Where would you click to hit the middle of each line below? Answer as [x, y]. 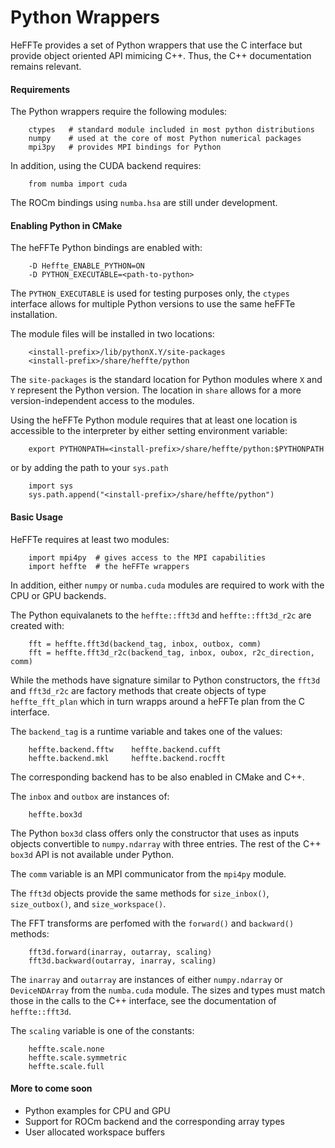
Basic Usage [36, 517]
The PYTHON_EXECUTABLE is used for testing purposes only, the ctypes [150, 293]
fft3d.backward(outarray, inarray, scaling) [122, 961]
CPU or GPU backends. [58, 595]
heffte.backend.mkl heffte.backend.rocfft [127, 758]
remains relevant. [46, 66]
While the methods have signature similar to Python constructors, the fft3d [165, 680]
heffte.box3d [55, 814]
